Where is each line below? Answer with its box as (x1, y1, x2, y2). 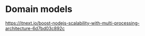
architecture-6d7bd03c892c (5, 25, 65, 31)
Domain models (5, 3, 72, 15)
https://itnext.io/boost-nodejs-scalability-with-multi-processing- (5, 20, 140, 26)
